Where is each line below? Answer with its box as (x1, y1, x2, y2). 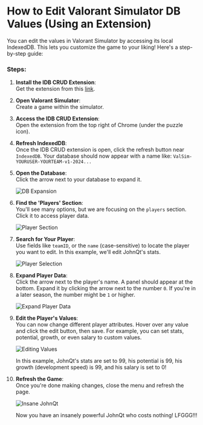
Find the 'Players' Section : (15, 200, 83, 207)
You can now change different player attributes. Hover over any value (15, 321, 189, 328)
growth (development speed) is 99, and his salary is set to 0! (15, 364, 167, 371)
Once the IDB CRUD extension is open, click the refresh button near (15, 146, 185, 154)
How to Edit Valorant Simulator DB (7, 4, 181, 18)
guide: (27, 50, 43, 57)
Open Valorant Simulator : (15, 97, 81, 104)
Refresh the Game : (15, 375, 64, 383)
